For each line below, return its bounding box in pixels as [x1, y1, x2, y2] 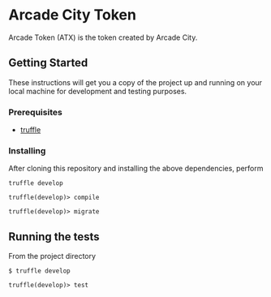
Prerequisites [8, 106, 62, 118]
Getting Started [8, 56, 88, 70]
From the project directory [8, 252, 96, 261]
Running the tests [8, 230, 100, 243]
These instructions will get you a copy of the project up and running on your [8, 77, 262, 87]
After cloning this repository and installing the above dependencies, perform [8, 164, 264, 174]
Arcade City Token [8, 6, 136, 24]
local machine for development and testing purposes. [8, 86, 187, 96]
